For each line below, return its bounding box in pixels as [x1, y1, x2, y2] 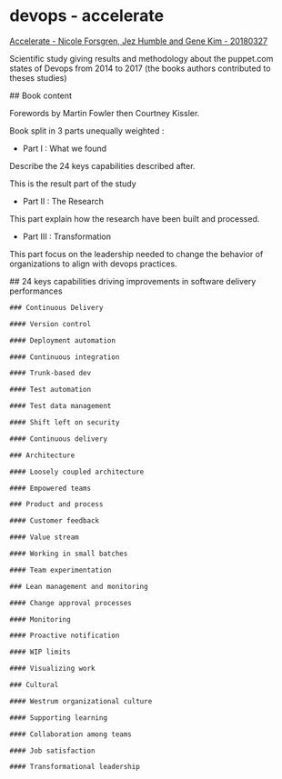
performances [9, 285, 63, 296]
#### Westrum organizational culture [9, 696, 153, 705]
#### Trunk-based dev [9, 369, 92, 378]
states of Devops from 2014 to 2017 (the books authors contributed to [9, 63, 271, 74]
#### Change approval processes [9, 598, 132, 607]
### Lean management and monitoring [9, 582, 148, 591]
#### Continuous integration [9, 352, 120, 362]
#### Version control [9, 319, 92, 328]
